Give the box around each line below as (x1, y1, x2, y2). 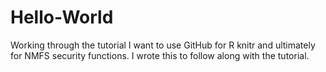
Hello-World (10, 6, 114, 29)
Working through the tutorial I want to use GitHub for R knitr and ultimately (10, 39, 316, 51)
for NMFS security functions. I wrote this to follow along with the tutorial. (10, 49, 310, 61)
